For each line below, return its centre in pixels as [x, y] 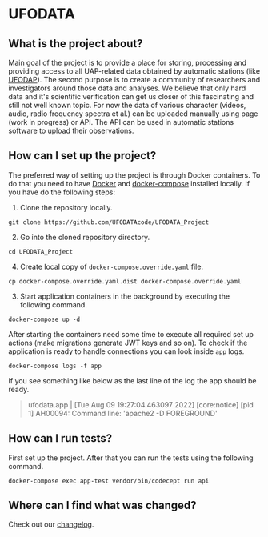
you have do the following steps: [62, 192]
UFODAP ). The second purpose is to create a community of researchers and [134, 80]
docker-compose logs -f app [55, 366]
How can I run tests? [60, 438]
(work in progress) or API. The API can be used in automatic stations [121, 122]
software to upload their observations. [71, 130]
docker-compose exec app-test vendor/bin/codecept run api [109, 481]
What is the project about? [76, 44]
